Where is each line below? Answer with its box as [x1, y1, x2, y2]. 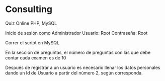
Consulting [5, 4, 53, 15]
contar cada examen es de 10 [5, 54, 66, 61]
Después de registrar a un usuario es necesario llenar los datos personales [5, 64, 160, 70]
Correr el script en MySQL [5, 39, 59, 46]
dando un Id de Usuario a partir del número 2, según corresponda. [5, 69, 143, 76]
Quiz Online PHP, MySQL [5, 20, 57, 26]
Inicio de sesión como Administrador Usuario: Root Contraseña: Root [5, 30, 148, 36]
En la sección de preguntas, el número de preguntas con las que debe [5, 49, 151, 55]
